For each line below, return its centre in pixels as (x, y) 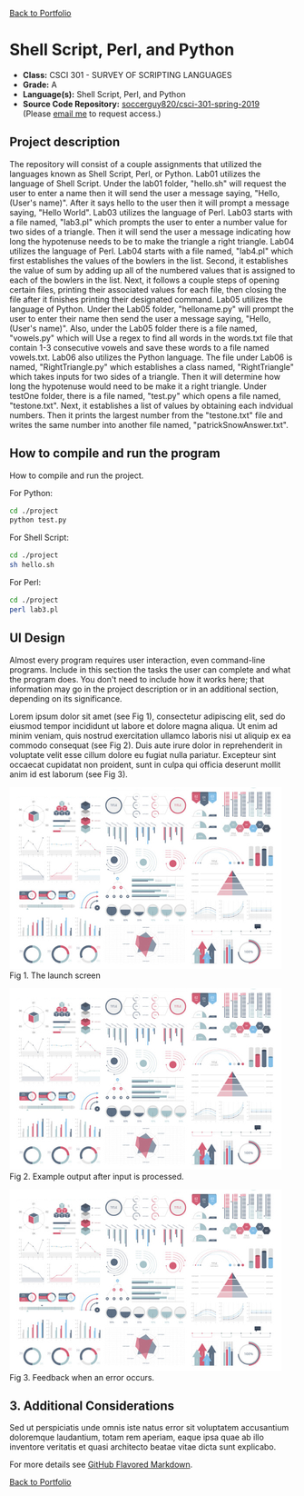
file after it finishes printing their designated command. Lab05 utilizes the (146, 299)
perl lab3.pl (34, 609)
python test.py (38, 520)
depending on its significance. (66, 698)
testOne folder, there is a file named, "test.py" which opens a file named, (145, 395)
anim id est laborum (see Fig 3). (69, 774)
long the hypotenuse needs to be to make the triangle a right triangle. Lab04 (152, 241)
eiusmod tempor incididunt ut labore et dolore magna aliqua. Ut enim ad (144, 725)
